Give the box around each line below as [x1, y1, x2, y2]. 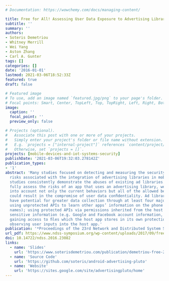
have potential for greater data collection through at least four [10, 198, 154, 204]
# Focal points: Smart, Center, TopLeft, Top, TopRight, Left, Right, [5, 100, 156, 106]
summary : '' [5, 26, 30, 31]
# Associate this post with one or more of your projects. [5, 133, 136, 138]
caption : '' [10, 110, 35, 115]
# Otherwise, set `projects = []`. [5, 147, 84, 152]
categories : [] [5, 63, 37, 68]
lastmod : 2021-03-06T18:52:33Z [5, 72, 71, 78]
